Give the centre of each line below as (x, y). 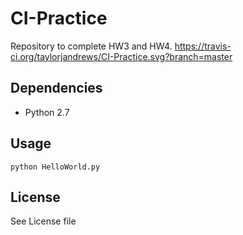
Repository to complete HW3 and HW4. (91, 46)
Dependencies (56, 88)
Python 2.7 (47, 112)
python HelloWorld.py (55, 167)
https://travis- (203, 46)
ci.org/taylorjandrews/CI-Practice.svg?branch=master (121, 56)
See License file (43, 221)
